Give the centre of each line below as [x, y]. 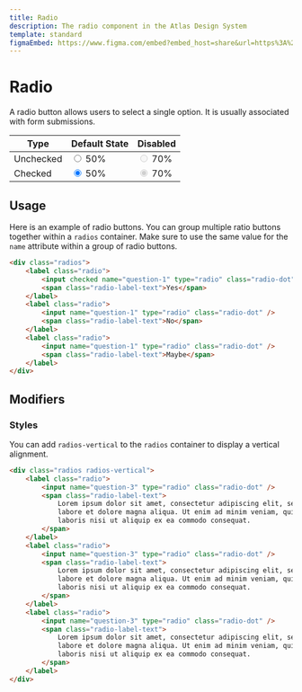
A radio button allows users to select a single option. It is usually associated [149, 112]
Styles [24, 425]
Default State [100, 144]
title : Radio [34, 18]
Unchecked [38, 159]
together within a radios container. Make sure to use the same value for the [149, 236]
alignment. [29, 454]
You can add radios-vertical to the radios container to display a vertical [145, 444]
